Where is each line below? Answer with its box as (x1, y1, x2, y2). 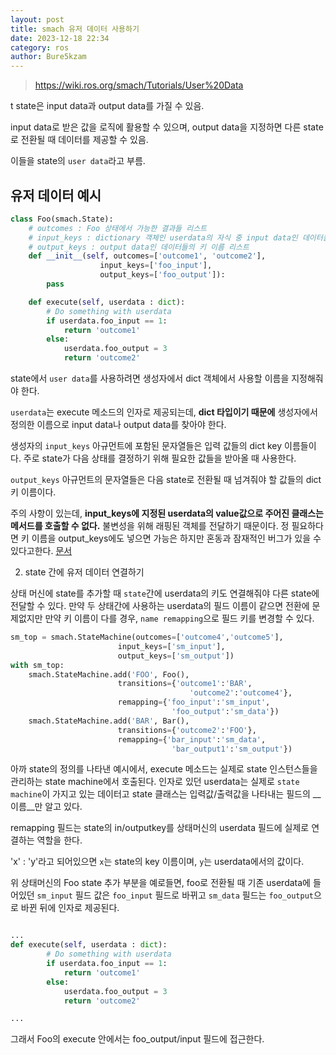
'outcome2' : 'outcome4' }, (189, 688, 293, 698)
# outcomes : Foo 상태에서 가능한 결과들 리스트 (28, 223, 208, 233)
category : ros (10, 42, 70, 53)
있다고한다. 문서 (10, 545, 73, 557)
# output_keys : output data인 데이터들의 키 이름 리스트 (28, 242, 250, 252)
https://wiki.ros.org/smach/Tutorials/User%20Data (34, 79, 244, 91)
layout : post (10, 14, 65, 25)
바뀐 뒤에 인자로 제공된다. (20, 902, 120, 914)
